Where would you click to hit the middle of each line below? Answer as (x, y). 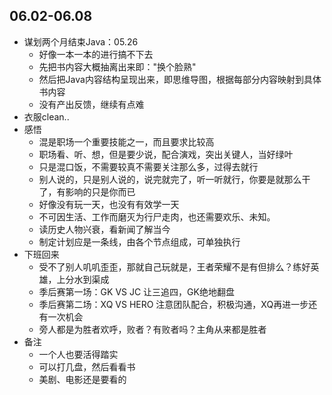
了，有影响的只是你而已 (87, 191)
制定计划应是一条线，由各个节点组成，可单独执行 (139, 241)
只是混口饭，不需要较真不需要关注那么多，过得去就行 (148, 166)
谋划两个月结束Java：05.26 (81, 41)
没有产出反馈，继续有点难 (91, 104)
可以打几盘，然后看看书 (87, 366)
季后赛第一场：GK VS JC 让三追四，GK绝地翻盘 (136, 291)
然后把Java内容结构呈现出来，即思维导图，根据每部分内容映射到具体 (180, 79)
